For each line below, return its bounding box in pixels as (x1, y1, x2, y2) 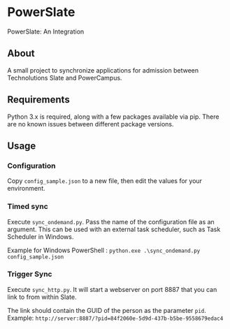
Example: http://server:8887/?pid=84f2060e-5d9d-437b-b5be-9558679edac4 (7, 314, 224, 322)
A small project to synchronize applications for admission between (7, 66, 199, 74)
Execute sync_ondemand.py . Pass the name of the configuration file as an (7, 217, 215, 226)
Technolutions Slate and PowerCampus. (7, 73, 122, 82)
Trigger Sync (7, 270, 52, 279)
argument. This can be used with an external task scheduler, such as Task (7, 225, 221, 233)
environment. (7, 184, 45, 193)
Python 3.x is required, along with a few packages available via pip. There (7, 112, 220, 121)
